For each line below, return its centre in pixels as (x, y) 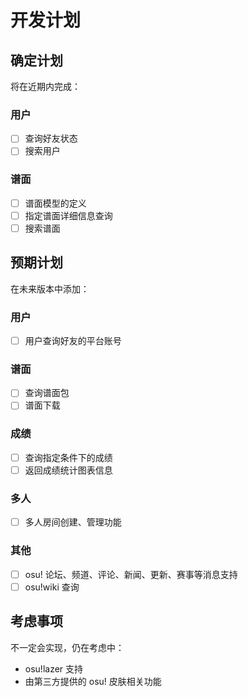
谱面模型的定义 (55, 203)
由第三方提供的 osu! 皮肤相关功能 (93, 681)
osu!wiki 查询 (52, 587)
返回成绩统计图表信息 (68, 470)
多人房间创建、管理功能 (73, 522)
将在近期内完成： (45, 86)
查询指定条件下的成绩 (68, 457)
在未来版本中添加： (50, 288)
